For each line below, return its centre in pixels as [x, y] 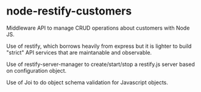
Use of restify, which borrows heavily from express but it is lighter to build [99, 46]
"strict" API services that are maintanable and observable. [79, 52]
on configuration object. [37, 70]
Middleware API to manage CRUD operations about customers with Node [98, 28]
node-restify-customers [69, 11]
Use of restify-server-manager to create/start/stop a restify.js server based [100, 64]
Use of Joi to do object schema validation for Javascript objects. [87, 82]
